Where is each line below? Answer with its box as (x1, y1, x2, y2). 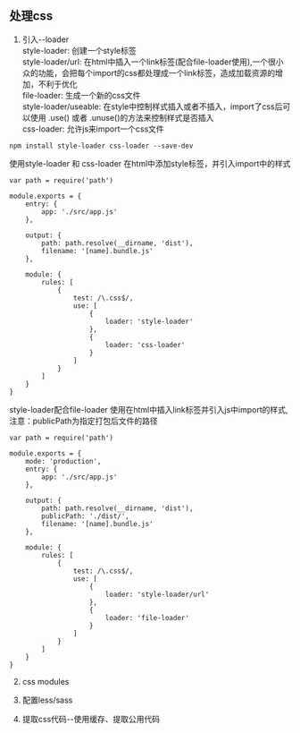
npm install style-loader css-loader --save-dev (9, 141, 194, 150)
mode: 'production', (25, 456, 102, 465)
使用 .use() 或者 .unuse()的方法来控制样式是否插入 (29, 112, 214, 123)
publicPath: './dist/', (41, 511, 129, 521)
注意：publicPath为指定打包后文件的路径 (9, 415, 158, 426)
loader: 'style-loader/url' (104, 590, 210, 599)
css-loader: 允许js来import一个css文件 (21, 124, 165, 134)
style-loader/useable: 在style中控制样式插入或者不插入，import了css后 (21, 101, 283, 112)
